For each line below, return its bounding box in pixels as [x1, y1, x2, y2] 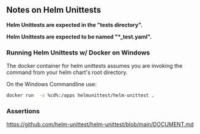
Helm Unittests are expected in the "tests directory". [6, 21, 143, 28]
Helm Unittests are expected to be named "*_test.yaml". [6, 33, 152, 40]
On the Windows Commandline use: [6, 81, 97, 88]
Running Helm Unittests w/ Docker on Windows [6, 48, 150, 57]
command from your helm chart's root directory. [6, 69, 128, 76]
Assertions [6, 106, 40, 115]
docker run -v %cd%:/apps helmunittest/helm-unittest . [6, 92, 155, 99]
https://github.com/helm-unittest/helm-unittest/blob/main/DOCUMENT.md [6, 121, 194, 128]
